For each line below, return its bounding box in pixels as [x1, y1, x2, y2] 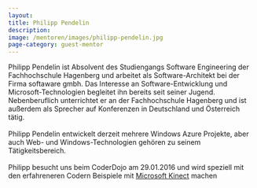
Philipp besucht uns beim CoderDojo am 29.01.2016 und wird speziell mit [8, 163, 244, 172]
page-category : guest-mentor [8, 41, 104, 49]
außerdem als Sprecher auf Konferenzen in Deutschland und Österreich [8, 104, 240, 114]
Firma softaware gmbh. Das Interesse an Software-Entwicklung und [8, 79, 228, 89]
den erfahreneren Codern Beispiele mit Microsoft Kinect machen [8, 171, 218, 181]
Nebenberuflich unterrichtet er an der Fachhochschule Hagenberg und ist [8, 96, 247, 105]
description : [8, 26, 51, 34]
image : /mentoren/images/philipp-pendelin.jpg [8, 33, 163, 42]
